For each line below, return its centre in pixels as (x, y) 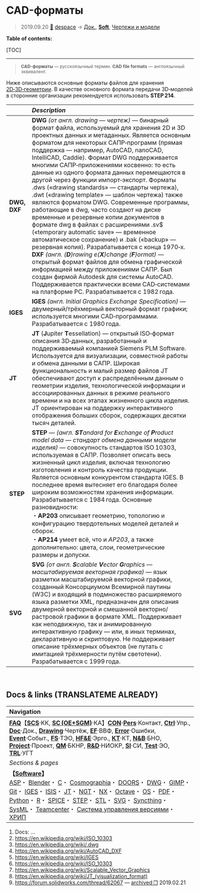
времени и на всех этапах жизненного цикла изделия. (111, 400)
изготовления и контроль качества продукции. (100, 470)
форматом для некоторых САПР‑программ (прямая (107, 143)
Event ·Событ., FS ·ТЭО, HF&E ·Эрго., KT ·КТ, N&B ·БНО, (85, 738)
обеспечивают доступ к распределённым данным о (107, 378)
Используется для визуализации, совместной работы (110, 355)
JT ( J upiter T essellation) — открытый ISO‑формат (103, 333)
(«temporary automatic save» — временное (94, 232)
